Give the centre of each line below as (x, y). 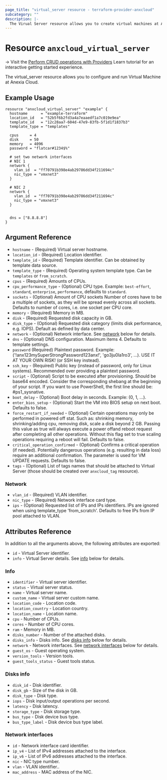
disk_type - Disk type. (35, 696)
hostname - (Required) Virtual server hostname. (60, 249)
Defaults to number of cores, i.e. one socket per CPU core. (72, 307)
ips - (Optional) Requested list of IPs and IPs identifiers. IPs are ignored (85, 505)
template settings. (31, 344)
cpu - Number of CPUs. (36, 619)
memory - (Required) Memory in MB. (48, 312)
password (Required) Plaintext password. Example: (63, 350)
